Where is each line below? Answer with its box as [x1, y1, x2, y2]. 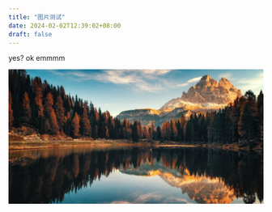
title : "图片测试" [8, 13, 66, 21]
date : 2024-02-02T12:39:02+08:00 [8, 21, 121, 30]
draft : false [8, 30, 53, 38]
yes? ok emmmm [8, 53, 66, 63]
